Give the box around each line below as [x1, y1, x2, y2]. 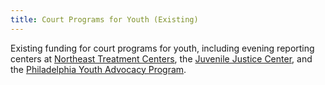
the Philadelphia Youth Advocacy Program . [10, 63, 187, 75]
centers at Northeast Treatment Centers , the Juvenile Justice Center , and [10, 52, 313, 65]
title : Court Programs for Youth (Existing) [10, 14, 199, 25]
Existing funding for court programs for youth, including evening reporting [10, 42, 315, 54]
